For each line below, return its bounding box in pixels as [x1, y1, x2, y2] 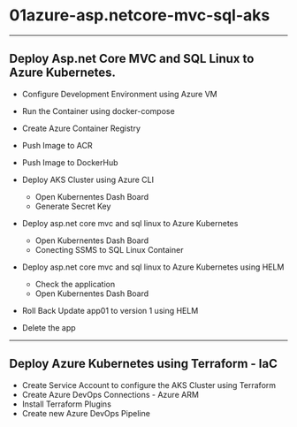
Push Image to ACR [21, 140, 93, 150]
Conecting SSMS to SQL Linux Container [34, 244, 184, 255]
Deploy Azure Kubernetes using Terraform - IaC [9, 356, 278, 371]
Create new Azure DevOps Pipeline [21, 408, 150, 418]
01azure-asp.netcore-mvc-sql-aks [9, 5, 270, 26]
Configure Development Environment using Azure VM [21, 88, 218, 99]
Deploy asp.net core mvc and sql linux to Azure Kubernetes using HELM [21, 262, 285, 272]
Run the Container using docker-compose [21, 105, 175, 116]
